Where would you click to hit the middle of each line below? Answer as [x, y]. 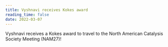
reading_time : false [27, 15]
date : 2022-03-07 [24, 19]
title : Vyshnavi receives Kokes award [47, 10]
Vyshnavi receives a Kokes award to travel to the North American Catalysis [84, 34]
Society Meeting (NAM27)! [33, 39]
